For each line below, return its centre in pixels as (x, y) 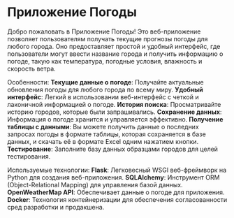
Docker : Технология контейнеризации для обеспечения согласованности (117, 199)
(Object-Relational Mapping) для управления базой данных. (95, 184)
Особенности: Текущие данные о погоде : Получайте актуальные (105, 82)
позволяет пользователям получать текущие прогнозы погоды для (108, 38)
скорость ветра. (31, 68)
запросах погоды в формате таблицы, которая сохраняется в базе (107, 134)
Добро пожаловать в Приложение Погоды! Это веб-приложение (104, 31)
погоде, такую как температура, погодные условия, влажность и (105, 61)
